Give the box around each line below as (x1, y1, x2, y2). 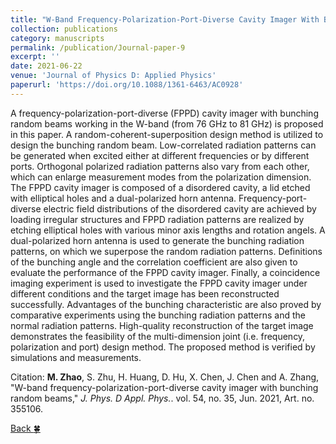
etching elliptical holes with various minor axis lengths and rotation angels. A (10, 224, 326, 236)
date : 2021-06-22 (10, 61, 83, 71)
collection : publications (10, 24, 118, 34)
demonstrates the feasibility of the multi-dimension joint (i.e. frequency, (10, 330, 306, 342)
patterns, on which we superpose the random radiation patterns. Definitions (10, 245, 323, 257)
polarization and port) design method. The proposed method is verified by (10, 341, 316, 353)
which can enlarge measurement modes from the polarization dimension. (10, 171, 312, 183)
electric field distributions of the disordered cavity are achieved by (43, 202, 317, 215)
